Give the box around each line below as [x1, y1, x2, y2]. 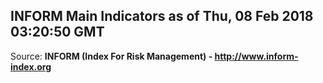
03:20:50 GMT [10, 24, 105, 41]
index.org [10, 60, 52, 73]
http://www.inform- [214, 50, 299, 62]
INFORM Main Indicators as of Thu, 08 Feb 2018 [10, 8, 314, 25]
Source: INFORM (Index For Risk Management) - [10, 50, 213, 62]
